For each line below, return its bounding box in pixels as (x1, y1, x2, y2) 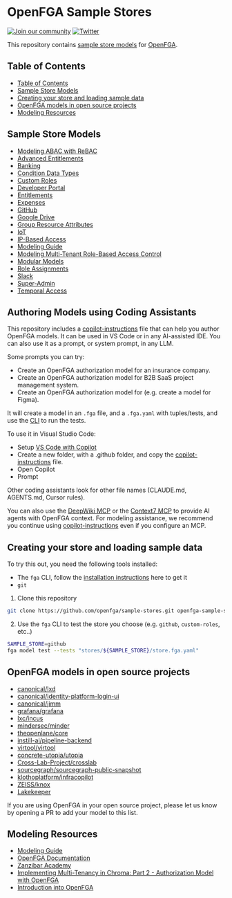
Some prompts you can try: (7, 353, 85, 361)
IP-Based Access (17, 235, 66, 243)
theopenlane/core (17, 729, 68, 737)
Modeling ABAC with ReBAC (17, 147, 98, 155)
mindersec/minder (17, 721, 70, 730)
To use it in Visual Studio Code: (7, 430, 96, 438)
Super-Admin (17, 279, 55, 287)
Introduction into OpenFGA (17, 883, 94, 892)
